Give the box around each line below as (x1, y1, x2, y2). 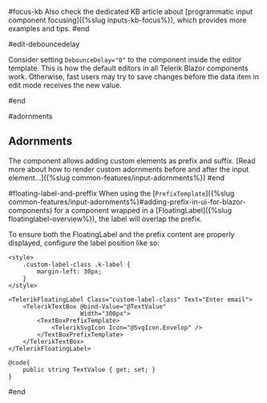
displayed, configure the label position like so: (8, 238, 160, 248)
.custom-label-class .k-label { (22, 260, 131, 268)
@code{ (8, 358, 30, 367)
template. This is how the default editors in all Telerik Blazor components (8, 63, 249, 73)
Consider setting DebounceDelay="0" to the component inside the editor (8, 55, 242, 64)
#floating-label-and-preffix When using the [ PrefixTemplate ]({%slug (8, 188, 235, 198)
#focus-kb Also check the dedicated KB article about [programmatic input (8, 7, 253, 16)
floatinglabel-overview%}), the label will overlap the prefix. (8, 214, 203, 224)
